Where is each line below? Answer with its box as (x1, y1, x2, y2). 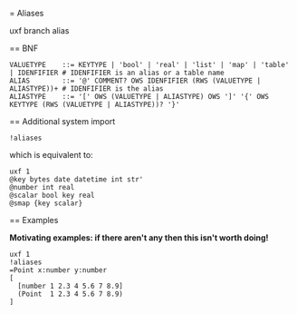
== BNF (9, 43, 39, 54)
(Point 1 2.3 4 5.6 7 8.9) (17, 289, 124, 299)
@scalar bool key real (9, 191, 95, 200)
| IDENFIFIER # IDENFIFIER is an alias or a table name (9, 68, 225, 77)
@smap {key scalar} (9, 199, 83, 208)
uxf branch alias (9, 25, 70, 35)
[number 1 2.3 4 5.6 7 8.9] (17, 281, 124, 290)
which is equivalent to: (9, 150, 93, 160)
